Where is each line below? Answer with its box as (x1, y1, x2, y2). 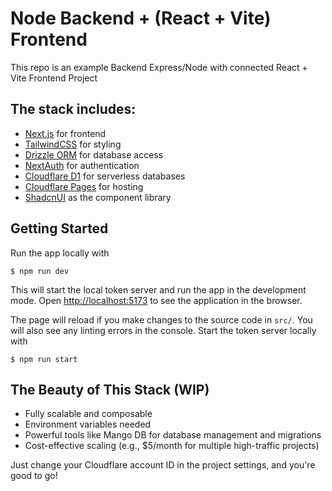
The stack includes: (10, 101, 137, 118)
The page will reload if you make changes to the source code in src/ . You (10, 313, 313, 326)
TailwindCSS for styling (24, 138, 122, 150)
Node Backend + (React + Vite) (10, 7, 272, 30)
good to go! (10, 470, 58, 482)
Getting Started (10, 220, 109, 237)
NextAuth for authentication (24, 159, 140, 171)
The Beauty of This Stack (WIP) (10, 381, 210, 398)
